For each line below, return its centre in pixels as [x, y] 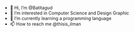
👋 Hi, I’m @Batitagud [31, 8]
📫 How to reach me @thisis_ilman [45, 24]
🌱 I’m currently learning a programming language [61, 18]
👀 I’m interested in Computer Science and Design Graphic [70, 13]
